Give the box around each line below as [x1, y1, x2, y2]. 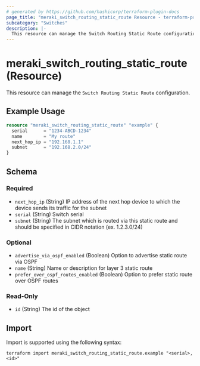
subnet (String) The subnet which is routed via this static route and [14, 217, 178, 224]
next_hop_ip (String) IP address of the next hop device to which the [14, 198, 180, 205]
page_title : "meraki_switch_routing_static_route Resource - [6, 14, 161, 20]
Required [6, 184, 33, 193]
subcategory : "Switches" [6, 20, 68, 26]
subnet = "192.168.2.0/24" [11, 144, 92, 150]
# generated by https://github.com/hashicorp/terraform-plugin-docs [6, 8, 180, 15]
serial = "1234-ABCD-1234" [11, 128, 92, 134]
